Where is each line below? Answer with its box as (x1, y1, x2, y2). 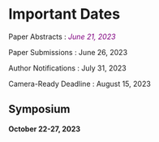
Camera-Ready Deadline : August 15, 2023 (8, 79, 152, 88)
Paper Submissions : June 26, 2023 (8, 47, 128, 57)
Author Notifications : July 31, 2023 (8, 62, 127, 73)
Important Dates (8, 5, 120, 24)
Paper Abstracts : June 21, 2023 (8, 32, 116, 41)
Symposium (8, 102, 71, 116)
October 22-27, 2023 (8, 123, 81, 134)
